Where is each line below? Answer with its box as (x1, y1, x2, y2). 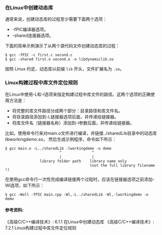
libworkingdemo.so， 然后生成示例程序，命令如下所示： (5, 136, 117, 142)
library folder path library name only (39, 159, 127, 164)
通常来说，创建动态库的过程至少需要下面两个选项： (5, 16, 107, 22)
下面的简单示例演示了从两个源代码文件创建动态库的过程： (5, 43, 120, 49)
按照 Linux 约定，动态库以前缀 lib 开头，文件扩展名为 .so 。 (5, 66, 125, 72)
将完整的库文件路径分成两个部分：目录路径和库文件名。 (12, 108, 123, 114)
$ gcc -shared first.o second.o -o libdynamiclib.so (5, 57, 114, 62)
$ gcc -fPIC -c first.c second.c (5, 52, 73, 58)
